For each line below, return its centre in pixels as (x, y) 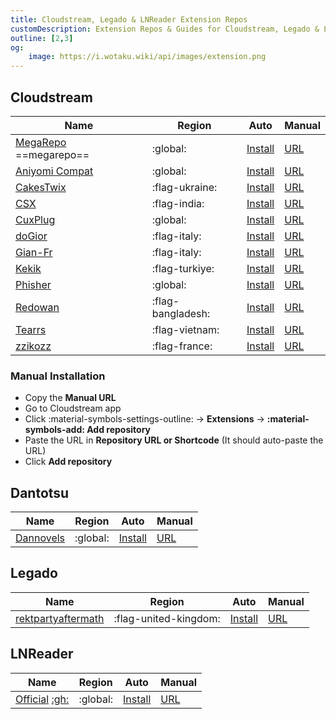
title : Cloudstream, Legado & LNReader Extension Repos (129, 19)
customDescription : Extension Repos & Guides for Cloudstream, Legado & (165, 29)
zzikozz (33, 346)
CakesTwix (41, 187)
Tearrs (31, 329)
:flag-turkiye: (183, 268)
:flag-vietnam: (185, 329)
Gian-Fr (34, 252)
